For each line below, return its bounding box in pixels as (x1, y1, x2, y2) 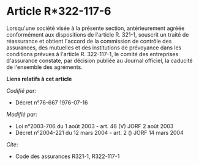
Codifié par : (6, 87, 37, 94)
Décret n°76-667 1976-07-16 (15, 99, 88, 106)
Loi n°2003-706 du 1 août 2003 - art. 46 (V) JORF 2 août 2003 (15, 122, 174, 129)
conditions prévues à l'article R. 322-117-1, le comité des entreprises (6, 50, 179, 57)
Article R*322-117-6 (6, 4, 111, 18)
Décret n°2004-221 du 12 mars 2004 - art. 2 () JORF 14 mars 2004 (15, 129, 184, 136)
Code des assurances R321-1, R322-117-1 (15, 153, 120, 160)
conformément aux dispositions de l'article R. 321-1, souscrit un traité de (6, 31, 189, 38)
